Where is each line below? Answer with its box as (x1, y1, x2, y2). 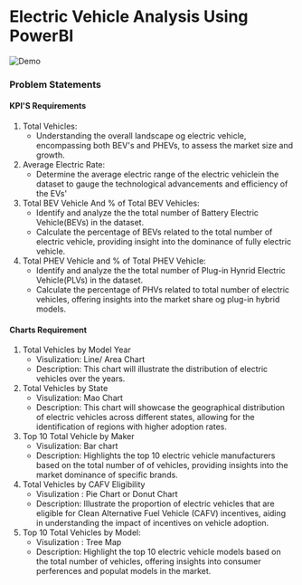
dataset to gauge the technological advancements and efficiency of (35, 178, 288, 189)
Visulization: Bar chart (35, 441, 118, 452)
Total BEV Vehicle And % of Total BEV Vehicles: (22, 197, 201, 209)
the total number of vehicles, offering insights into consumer (35, 556, 261, 567)
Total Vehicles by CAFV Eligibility (22, 479, 146, 490)
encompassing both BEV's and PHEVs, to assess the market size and (35, 140, 294, 151)
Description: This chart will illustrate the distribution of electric (35, 364, 269, 375)
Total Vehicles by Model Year (22, 344, 131, 355)
